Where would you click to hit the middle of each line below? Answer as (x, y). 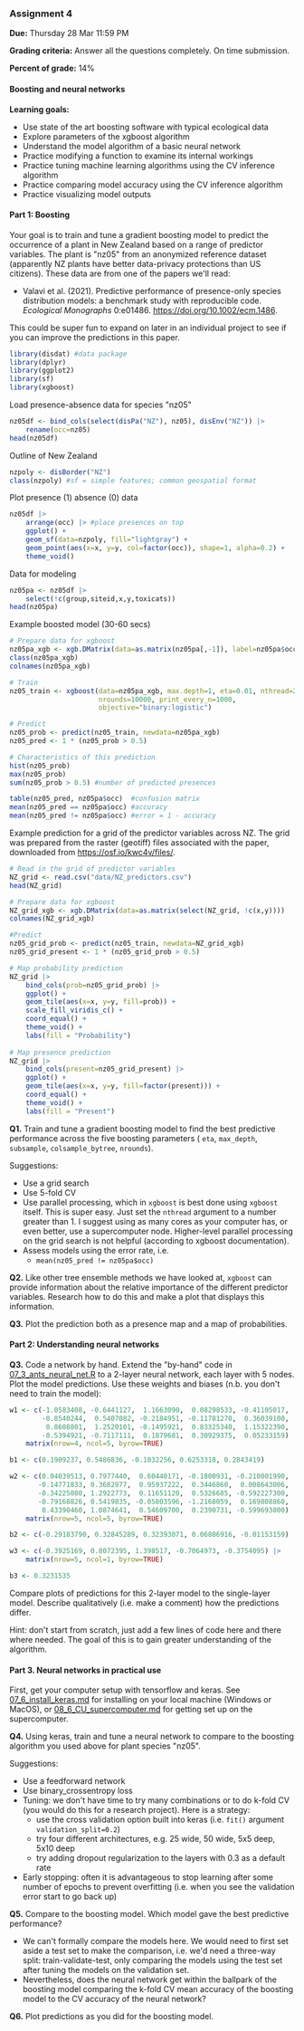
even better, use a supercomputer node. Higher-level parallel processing (158, 1231)
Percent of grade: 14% (52, 68)
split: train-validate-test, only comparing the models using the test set (152, 1960)
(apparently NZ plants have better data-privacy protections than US (135, 263)
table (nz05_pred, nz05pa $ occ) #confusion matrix (105, 799)
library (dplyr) (38, 362)
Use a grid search (56, 1183)
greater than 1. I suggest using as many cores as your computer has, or (155, 1221)
